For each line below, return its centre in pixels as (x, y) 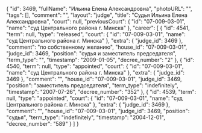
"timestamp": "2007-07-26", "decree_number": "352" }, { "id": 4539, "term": (101, 92)
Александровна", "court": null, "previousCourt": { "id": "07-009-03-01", (96, 21)
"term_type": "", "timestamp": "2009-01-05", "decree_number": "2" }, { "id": (100, 60)
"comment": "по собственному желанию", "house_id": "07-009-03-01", (97, 47)
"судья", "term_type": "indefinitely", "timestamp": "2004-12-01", (86, 117)
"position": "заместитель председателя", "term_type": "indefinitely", (92, 85)
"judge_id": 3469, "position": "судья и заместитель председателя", (91, 53)
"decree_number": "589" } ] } (43, 124)
